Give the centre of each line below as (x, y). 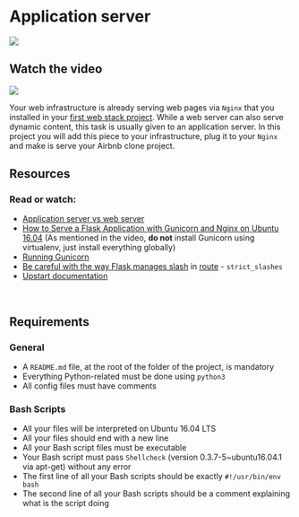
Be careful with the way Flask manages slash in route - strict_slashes (153, 267)
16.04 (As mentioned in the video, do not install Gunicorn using (138, 238)
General (27, 347)
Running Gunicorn (56, 257)
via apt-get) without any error (77, 467)
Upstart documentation (65, 276)
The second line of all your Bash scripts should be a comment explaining (156, 494)
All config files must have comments (89, 386)
